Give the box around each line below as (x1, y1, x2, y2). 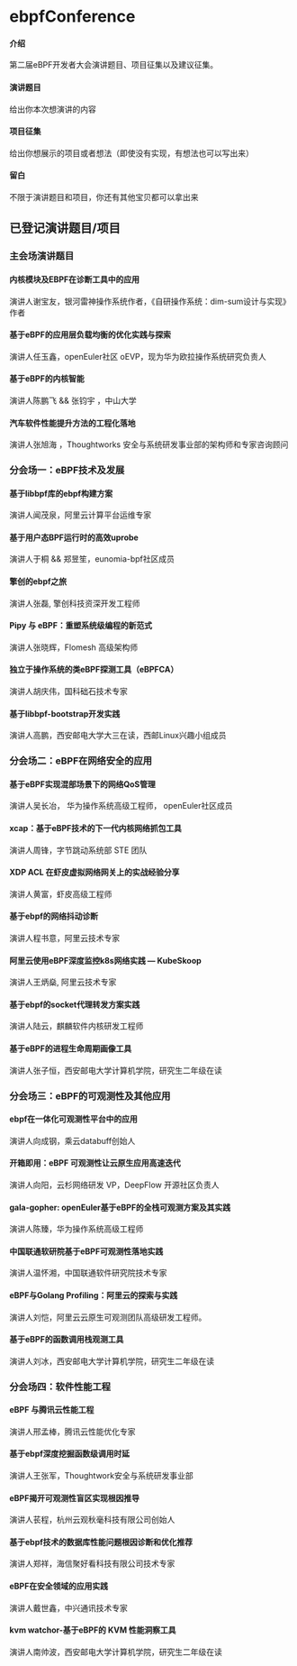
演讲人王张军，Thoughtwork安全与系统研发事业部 (9, 1470, 193, 1481)
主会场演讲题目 (9, 250, 75, 262)
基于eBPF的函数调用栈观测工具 (9, 1334, 124, 1345)
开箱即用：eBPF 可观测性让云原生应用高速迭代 (9, 1158, 182, 1168)
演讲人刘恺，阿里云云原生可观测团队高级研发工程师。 (9, 1312, 207, 1323)
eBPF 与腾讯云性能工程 (9, 1405, 94, 1415)
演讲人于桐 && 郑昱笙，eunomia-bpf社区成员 (9, 554, 175, 564)
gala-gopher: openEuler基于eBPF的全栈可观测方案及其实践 (9, 1202, 231, 1213)
